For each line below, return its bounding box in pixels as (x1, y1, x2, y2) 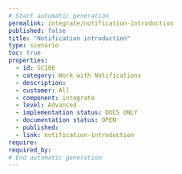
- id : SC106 (15, 64, 56, 72)
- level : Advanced (15, 101, 78, 109)
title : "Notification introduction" (8, 34, 131, 42)
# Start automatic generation (8, 11, 110, 20)
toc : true (8, 49, 42, 57)
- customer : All (15, 86, 70, 95)
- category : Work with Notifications (15, 71, 142, 79)
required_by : (8, 146, 52, 154)
